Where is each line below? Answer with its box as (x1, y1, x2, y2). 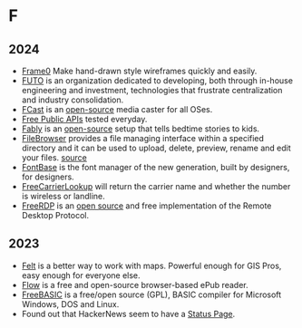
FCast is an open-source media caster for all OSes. (21, 104, 213, 114)
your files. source (21, 152, 88, 163)
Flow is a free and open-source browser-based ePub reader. (21, 279, 248, 290)
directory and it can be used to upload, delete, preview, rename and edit (21, 142, 291, 153)
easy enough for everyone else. (21, 269, 141, 281)
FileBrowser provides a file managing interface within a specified (21, 133, 265, 143)
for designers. (21, 171, 74, 182)
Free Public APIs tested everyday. (21, 114, 148, 124)
